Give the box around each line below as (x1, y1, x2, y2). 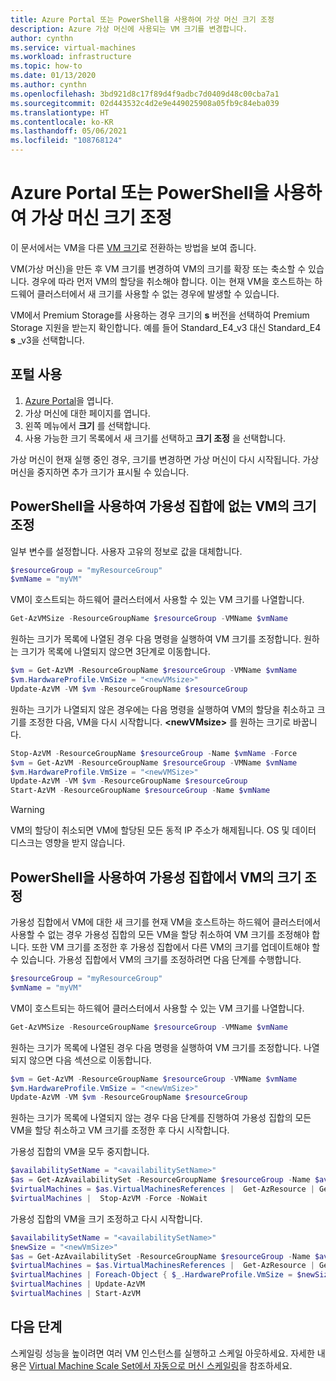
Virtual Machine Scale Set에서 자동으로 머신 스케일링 (28, 1359, 240, 1371)
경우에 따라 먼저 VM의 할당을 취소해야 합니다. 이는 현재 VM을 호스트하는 (31, 275, 313, 287)
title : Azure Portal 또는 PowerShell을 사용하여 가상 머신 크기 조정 (10, 14, 275, 25)
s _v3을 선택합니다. (10, 334, 85, 346)
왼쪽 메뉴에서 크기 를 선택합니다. (24, 419, 151, 431)
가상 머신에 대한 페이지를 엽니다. (24, 407, 151, 419)
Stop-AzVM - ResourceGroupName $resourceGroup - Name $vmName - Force (10, 748, 298, 758)
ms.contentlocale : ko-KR (10, 117, 114, 127)
